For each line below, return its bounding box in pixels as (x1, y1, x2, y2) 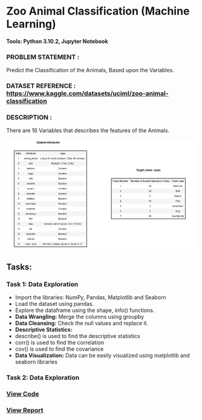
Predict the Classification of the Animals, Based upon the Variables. (6, 67, 174, 74)
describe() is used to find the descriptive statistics (15, 333, 140, 340)
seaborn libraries (15, 358, 57, 365)
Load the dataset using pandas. (15, 300, 94, 308)
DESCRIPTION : (6, 113, 53, 121)
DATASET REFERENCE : (6, 82, 76, 90)
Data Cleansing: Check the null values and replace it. (15, 320, 149, 327)
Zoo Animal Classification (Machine (6, 4, 190, 18)
